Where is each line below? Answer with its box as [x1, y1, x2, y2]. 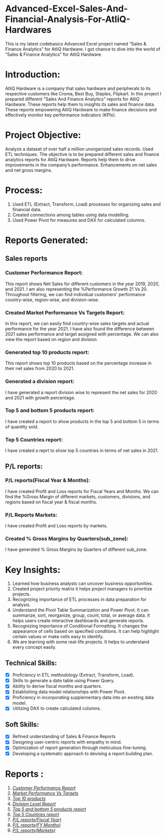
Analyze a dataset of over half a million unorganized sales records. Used [5, 146, 154, 152]
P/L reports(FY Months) [12, 822, 61, 828]
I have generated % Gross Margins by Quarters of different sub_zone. [5, 546, 148, 552]
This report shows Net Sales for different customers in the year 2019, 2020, [5, 281, 160, 287]
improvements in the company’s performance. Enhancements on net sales [5, 162, 158, 168]
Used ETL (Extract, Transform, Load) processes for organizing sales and [12, 201, 161, 207]
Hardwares [5, 24, 52, 35]
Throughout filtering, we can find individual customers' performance [5, 291, 146, 297]
